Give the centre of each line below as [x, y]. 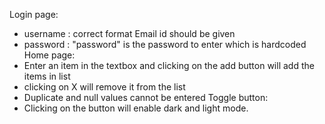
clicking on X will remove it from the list [104, 87]
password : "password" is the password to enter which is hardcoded [165, 44]
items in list [47, 76]
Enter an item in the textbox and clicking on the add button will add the [169, 65]
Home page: [49, 55]
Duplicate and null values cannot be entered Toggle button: [146, 97]
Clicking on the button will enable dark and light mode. [136, 108]
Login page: [34, 14]
